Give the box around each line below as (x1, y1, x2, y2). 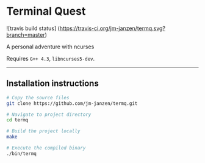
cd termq (6, 117, 29, 123)
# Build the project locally (6, 128, 81, 134)
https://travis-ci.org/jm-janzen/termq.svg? (59, 25, 166, 32)
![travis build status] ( (6, 25, 60, 32)
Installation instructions (6, 78, 99, 89)
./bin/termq (6, 150, 37, 157)
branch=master (6, 31, 45, 38)
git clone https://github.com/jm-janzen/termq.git (6, 100, 138, 107)
